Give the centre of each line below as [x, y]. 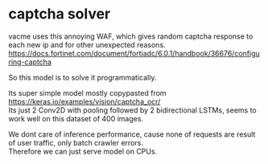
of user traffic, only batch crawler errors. [76, 142]
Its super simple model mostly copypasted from [87, 92]
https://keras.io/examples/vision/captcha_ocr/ [85, 101]
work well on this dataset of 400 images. [76, 118]
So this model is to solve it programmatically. [82, 77]
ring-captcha [30, 62]
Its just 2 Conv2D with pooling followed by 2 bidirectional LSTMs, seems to [133, 110]
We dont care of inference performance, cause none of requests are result [132, 134]
